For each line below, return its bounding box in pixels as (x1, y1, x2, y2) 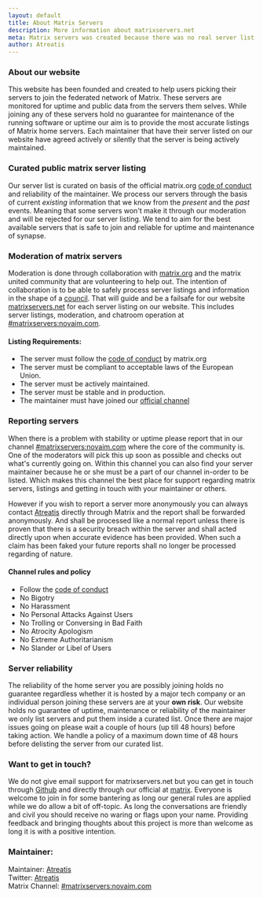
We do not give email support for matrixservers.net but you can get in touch (8, 777, 254, 786)
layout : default (8, 11, 61, 20)
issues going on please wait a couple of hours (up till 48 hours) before (8, 722, 236, 732)
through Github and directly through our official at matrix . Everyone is (8, 785, 233, 795)
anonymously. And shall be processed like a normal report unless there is (8, 516, 246, 525)
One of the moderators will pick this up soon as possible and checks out (8, 450, 242, 460)
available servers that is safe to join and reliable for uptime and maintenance (8, 222, 255, 232)
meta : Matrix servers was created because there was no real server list (8, 33, 255, 42)
